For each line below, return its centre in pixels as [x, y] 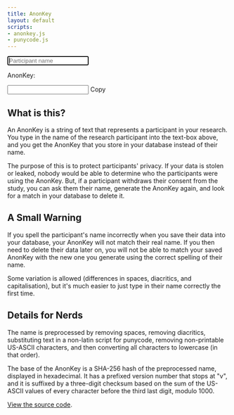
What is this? [37, 113]
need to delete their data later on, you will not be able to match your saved [115, 250]
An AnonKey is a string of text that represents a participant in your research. [117, 129]
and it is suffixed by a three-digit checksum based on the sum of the [106, 383]
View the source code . [40, 404]
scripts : [20, 27]
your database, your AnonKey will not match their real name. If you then [111, 242]
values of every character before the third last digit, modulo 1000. [120, 390]
